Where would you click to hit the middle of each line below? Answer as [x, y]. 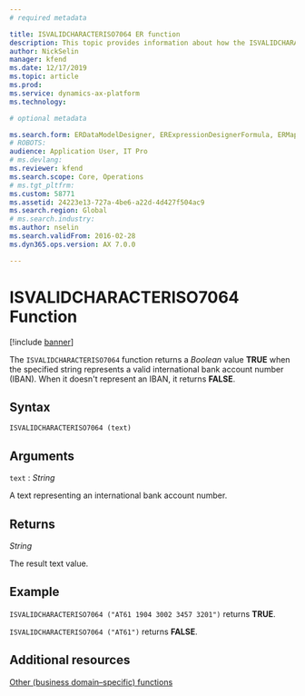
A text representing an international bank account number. [118, 495]
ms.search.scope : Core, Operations [77, 177]
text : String [32, 478]
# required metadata [49, 18]
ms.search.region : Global [58, 211]
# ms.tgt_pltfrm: [42, 185]
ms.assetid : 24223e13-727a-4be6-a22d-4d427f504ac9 [107, 202]
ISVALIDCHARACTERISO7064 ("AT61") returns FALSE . [103, 631]
